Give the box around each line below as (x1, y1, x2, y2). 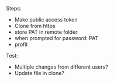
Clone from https (14, 23, 56, 29)
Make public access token (14, 16, 78, 23)
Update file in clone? (14, 70, 64, 76)
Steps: (6, 5, 22, 12)
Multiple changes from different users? (14, 63, 108, 70)
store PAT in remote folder (14, 28, 78, 35)
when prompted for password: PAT (14, 35, 99, 41)
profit (14, 41, 28, 48)
